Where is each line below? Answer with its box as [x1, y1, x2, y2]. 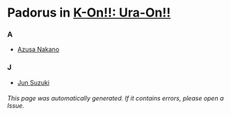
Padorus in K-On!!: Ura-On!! [7, 5, 171, 21]
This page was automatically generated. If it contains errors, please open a [7, 94, 224, 103]
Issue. [7, 102, 24, 110]
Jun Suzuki [17, 78, 50, 87]
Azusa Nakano [17, 45, 60, 53]
